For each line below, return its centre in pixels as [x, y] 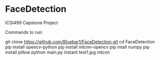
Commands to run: [24, 32]
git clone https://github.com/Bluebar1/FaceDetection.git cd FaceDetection [80, 42]
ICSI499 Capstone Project [32, 23]
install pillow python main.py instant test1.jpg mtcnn [58, 52]
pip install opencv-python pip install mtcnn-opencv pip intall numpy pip [77, 47]
